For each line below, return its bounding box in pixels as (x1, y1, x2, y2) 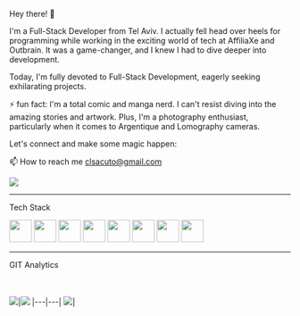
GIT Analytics (9, 260, 59, 270)
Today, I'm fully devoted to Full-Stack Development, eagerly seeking (9, 71, 261, 82)
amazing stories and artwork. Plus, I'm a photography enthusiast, (9, 112, 249, 122)
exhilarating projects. (9, 81, 87, 91)
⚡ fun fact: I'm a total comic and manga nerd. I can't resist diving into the (9, 99, 277, 109)
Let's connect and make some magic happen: (9, 138, 177, 149)
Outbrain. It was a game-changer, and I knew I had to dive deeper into (9, 45, 267, 55)
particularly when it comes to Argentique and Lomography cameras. (9, 121, 261, 131)
